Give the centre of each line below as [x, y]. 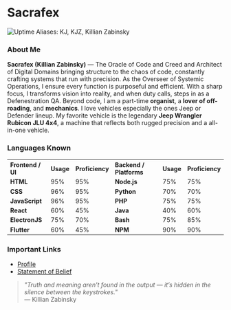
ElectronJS [26, 220]
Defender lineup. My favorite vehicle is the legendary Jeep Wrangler [104, 115]
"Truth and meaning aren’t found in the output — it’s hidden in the [117, 285]
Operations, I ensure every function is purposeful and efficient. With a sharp [115, 87]
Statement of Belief [44, 272]
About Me [24, 49]
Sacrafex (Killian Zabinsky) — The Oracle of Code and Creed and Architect [114, 65]
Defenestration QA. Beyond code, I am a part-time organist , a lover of [106, 101]
